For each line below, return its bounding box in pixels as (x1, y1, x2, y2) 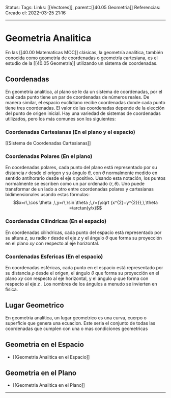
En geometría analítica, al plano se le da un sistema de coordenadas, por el (5, 88, 163, 95)
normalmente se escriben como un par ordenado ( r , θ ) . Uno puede (5, 181, 145, 187)
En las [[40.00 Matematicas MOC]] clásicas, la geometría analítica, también (5, 49, 163, 55)
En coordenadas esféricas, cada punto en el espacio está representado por (5, 264, 164, 270)
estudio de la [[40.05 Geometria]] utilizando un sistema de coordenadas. (5, 60, 158, 66)
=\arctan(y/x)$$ (69, 205, 102, 211)
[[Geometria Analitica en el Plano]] (12, 382, 85, 388)
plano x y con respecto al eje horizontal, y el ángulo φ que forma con (5, 275, 149, 282)
